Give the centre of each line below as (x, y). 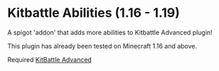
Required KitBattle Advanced (50, 59)
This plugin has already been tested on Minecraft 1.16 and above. (102, 46)
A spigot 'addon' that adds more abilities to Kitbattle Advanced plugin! (110, 32)
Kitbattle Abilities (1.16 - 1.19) (94, 13)
